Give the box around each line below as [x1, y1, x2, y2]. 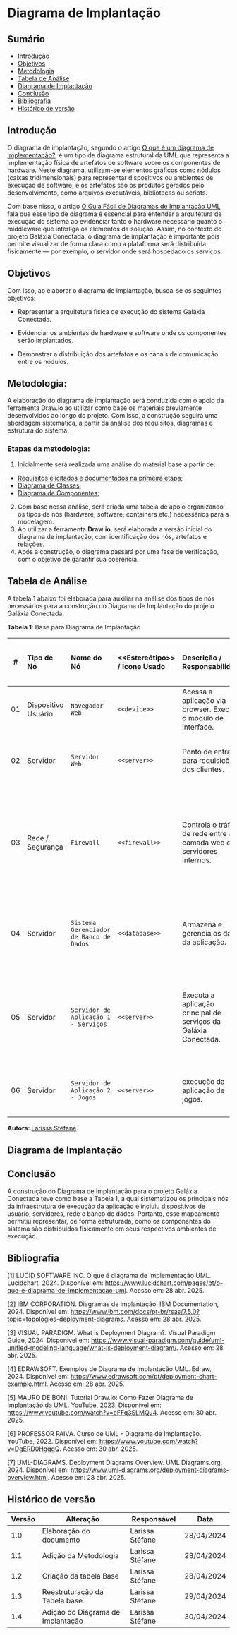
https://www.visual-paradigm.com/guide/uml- [91, 1336, 225, 1344]
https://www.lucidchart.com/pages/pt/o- [104, 1279, 224, 1287]
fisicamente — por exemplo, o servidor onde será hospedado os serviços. [7, 247, 223, 255]
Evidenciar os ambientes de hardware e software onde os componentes [17, 328, 227, 337]
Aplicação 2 [70, 1086, 111, 1094]
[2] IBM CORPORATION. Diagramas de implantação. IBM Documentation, [7, 1300, 219, 1308]
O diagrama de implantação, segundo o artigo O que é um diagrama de [7, 143, 214, 152]
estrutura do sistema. [7, 426, 69, 435]
